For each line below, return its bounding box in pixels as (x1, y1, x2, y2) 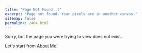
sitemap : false (5, 16, 36, 21)
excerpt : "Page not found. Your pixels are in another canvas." (5, 12, 138, 16)
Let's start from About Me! (5, 43, 58, 49)
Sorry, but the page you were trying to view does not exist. (5, 34, 122, 40)
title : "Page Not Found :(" (5, 7, 62, 12)
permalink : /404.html (5, 20, 49, 26)
